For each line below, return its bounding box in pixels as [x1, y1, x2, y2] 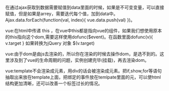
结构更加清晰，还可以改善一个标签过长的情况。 [5, 80, 102, 86]
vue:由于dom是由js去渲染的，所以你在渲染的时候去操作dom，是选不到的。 [5, 51, 160, 57]
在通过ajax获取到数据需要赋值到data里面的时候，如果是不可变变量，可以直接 [5, 5, 164, 10]
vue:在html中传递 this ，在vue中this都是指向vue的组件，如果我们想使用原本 [5, 28, 162, 34]
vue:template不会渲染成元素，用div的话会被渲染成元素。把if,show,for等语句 [5, 68, 162, 74]
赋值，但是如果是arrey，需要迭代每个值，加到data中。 [5, 11, 119, 17]
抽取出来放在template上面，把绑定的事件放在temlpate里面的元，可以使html [5, 74, 161, 80]
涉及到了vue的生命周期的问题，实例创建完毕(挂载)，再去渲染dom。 [9, 57, 149, 63]
